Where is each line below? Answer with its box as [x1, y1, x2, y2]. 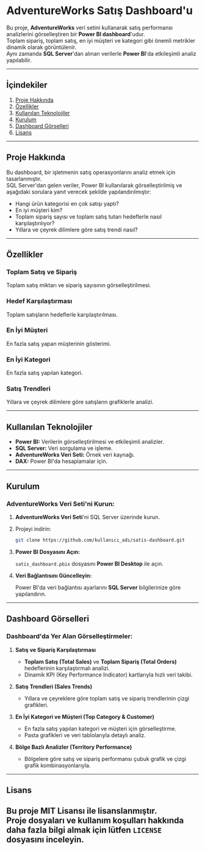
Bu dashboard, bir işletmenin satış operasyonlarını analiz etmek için [6, 168, 176, 176]
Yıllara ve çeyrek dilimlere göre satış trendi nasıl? [15, 226, 138, 233]
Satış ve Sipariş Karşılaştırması [15, 646, 96, 653]
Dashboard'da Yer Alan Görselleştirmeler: [6, 632, 133, 640]
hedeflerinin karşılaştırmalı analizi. [24, 664, 110, 672]
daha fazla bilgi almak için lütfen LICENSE [6, 825, 162, 836]
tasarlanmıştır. [6, 175, 42, 182]
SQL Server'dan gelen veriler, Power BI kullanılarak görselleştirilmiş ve [6, 181, 182, 189]
